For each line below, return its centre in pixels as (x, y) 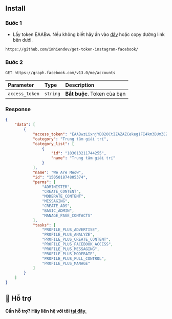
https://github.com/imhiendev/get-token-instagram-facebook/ (72, 49)
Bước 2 (14, 62)
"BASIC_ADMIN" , (58, 210)
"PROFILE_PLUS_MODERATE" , (69, 254)
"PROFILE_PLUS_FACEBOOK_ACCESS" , (78, 244)
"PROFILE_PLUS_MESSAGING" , (71, 249)
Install (15, 8)
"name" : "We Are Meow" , (58, 172)
